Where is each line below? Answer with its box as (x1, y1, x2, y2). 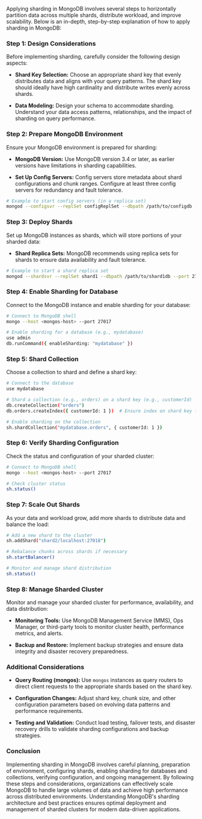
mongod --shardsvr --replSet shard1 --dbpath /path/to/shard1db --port (6, 273, 189, 279)
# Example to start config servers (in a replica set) (6, 198, 147, 204)
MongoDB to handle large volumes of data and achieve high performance (6, 786, 188, 794)
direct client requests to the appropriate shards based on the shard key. (14, 683, 192, 690)
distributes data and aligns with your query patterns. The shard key (14, 78, 182, 85)
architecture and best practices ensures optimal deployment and (6, 799, 167, 806)
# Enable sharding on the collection (6, 419, 101, 425)
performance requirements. (14, 707, 84, 715)
